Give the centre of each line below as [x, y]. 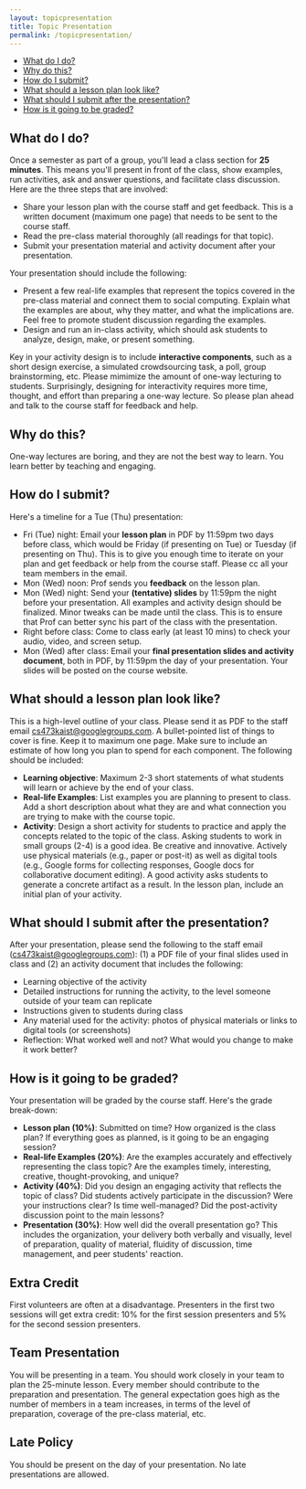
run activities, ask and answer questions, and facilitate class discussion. [145, 180]
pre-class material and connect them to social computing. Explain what [156, 301]
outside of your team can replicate [87, 1001]
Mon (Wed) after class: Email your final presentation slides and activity [158, 650]
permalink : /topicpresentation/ [71, 35]
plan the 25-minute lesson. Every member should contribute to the [135, 1384]
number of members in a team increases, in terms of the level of [130, 1404]
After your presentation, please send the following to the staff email [136, 945]
